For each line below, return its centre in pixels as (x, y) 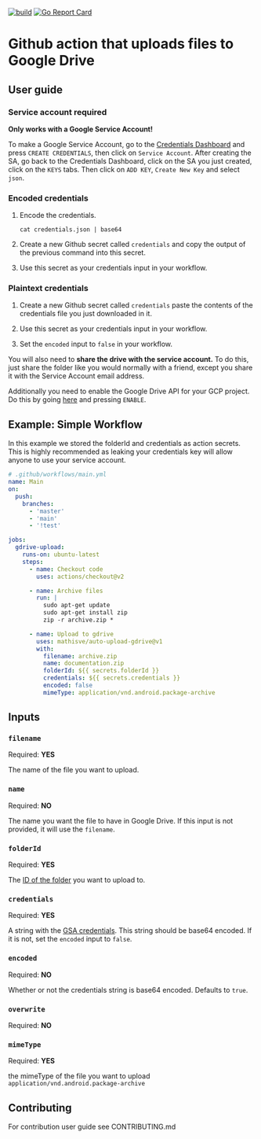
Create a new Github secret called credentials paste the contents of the (136, 305)
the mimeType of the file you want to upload (79, 1076)
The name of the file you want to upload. (74, 770)
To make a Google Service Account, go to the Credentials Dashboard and (127, 144)
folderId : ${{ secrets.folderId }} (101, 671)
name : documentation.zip (83, 663)
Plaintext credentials (48, 289)
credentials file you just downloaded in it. (86, 314)
